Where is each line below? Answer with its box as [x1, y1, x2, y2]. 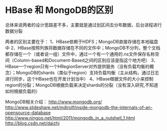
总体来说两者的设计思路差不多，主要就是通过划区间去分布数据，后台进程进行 [5, 22, 162, 28]
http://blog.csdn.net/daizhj [5, 120, 60, 126]
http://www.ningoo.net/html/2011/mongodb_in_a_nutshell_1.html [5, 115, 135, 121]
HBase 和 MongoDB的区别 [5, 4, 113, 16]
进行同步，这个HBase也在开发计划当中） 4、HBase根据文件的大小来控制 [5, 75, 154, 82]
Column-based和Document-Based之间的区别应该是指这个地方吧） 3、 [13, 57, 158, 63]
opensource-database [5, 110, 51, 116]
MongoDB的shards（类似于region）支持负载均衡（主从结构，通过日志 [15, 69, 159, 75]
